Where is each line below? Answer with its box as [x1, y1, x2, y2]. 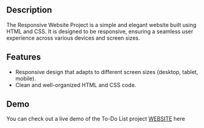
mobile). [15, 75, 36, 82]
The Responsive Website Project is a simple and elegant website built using [6, 21, 197, 28]
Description [6, 5, 52, 15]
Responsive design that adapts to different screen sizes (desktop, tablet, [15, 68, 198, 75]
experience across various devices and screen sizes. [6, 34, 140, 42]
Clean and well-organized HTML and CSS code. [15, 81, 137, 88]
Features [6, 52, 41, 62]
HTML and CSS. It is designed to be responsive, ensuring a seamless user [6, 28, 194, 35]
